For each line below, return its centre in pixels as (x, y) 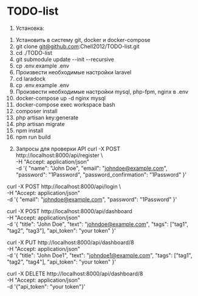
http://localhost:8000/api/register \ (59, 155)
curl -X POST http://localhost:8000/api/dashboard (70, 211)
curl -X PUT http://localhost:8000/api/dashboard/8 (70, 242)
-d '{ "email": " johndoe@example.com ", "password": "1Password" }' (92, 199)
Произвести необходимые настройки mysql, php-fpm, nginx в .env (102, 91)
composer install (36, 111)
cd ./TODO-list (34, 52)
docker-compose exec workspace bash (65, 104)
